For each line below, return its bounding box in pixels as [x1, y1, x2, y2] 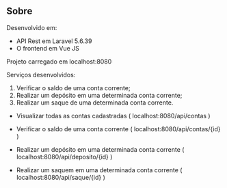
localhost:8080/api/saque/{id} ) [16, 173, 105, 181]
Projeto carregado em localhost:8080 [6, 57, 112, 66]
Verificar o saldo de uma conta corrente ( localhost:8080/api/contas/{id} [16, 124, 221, 133]
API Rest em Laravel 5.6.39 [16, 37, 92, 45]
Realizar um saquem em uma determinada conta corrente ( [16, 165, 183, 174]
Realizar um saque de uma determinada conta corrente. [16, 98, 174, 107]
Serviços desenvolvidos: [6, 70, 76, 79]
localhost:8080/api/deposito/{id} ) [16, 152, 113, 161]
